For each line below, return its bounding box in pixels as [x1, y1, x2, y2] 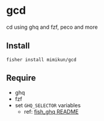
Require [6, 73, 36, 83]
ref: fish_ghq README [23, 108, 79, 115]
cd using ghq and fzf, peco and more [6, 23, 98, 31]
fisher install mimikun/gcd [6, 56, 77, 63]
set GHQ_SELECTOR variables [14, 101, 81, 108]
